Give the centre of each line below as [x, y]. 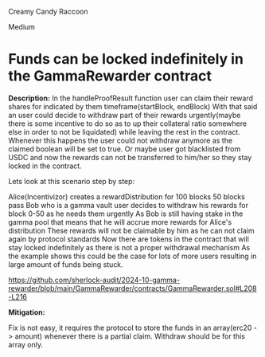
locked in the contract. [45, 166]
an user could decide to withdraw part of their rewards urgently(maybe [125, 115]
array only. [26, 344]
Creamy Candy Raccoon [48, 12]
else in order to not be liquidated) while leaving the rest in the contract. [124, 131]
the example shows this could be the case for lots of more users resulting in [132, 256]
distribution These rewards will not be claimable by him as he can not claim [131, 230]
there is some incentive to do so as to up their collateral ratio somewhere [128, 124]
